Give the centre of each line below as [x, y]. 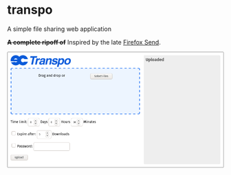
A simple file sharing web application [59, 29]
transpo [30, 10]
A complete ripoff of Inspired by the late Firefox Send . [84, 42]
